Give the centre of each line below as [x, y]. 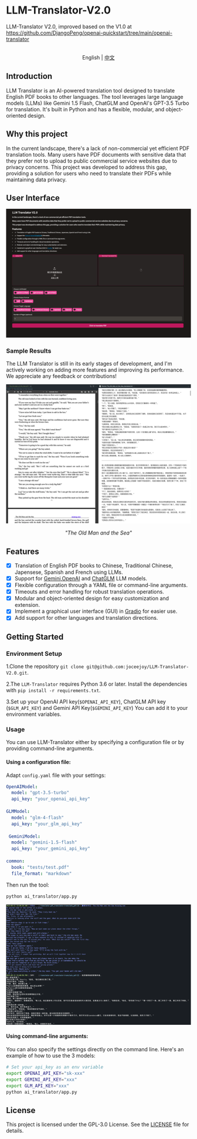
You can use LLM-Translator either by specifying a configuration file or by [95, 742]
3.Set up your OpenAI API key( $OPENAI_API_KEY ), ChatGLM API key [86, 702]
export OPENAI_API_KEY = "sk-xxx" [45, 1073]
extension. [27, 605]
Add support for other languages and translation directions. [86, 618]
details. [15, 1131]
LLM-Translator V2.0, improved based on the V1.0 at [69, 26]
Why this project [37, 134]
